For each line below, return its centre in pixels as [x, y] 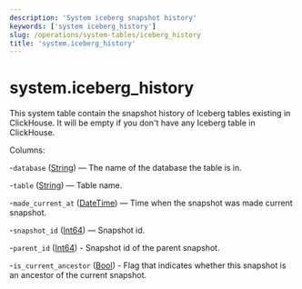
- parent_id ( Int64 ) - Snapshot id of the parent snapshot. [115, 248]
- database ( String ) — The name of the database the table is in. [126, 168]
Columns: [27, 150]
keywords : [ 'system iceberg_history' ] [83, 26]
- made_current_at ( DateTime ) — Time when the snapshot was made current [151, 203]
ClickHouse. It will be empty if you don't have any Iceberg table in [133, 123]
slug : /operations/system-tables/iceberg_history [106, 35]
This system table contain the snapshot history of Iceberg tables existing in [150, 114]
